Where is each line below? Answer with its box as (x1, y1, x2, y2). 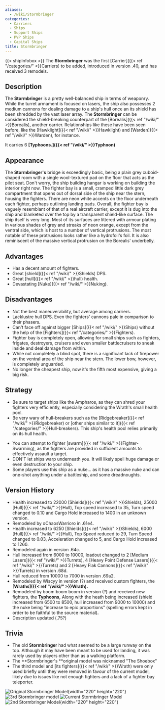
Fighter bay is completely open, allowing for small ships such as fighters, (12, 334, 160, 340)
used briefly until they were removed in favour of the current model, (12, 668, 150, 674)
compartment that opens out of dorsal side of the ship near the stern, (5, 190, 146, 196)
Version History (5, 486, 54, 495)
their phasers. (12, 319, 41, 325)
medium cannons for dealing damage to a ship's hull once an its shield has (5, 106, 157, 112)
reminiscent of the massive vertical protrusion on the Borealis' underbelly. (5, 238, 155, 244)
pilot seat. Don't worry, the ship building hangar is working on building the (5, 180, 155, 186)
